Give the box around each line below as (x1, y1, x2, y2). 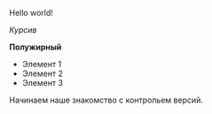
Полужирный (9, 42, 62, 52)
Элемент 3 (21, 78, 64, 87)
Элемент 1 (21, 59, 62, 69)
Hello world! (9, 8, 53, 18)
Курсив (9, 25, 37, 34)
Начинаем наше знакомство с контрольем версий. (9, 95, 204, 105)
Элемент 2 (21, 68, 64, 79)
